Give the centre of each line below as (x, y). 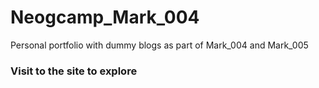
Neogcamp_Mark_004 (105, 17)
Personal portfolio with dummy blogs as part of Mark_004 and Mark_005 (159, 45)
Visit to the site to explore (74, 71)
